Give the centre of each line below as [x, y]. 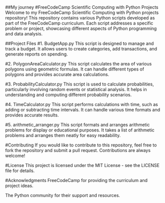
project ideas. [19, 185]
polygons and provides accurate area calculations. [57, 74]
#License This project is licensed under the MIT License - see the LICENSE [82, 165]
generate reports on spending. [37, 54]
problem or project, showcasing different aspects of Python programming [81, 28]
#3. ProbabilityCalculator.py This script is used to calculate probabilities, [79, 84]
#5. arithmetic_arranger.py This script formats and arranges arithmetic [77, 125]
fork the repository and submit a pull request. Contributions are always [78, 150]
